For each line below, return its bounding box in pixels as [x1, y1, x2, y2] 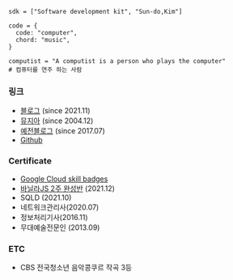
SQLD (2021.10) [19, 193, 72, 202]
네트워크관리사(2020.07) [19, 202, 100, 212]
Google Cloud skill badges [19, 174, 108, 184]
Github [19, 135, 43, 145]
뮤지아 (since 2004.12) [19, 116, 94, 125]
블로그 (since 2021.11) [19, 106, 91, 116]
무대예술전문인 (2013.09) [19, 223, 100, 232]
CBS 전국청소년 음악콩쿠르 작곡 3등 [19, 262, 133, 272]
